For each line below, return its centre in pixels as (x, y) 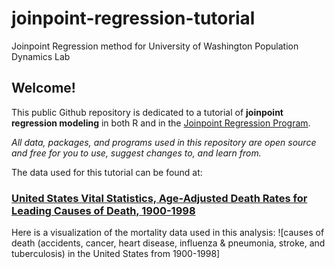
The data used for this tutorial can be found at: (107, 172)
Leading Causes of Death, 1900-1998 (103, 210)
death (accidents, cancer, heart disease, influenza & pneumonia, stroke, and (168, 243)
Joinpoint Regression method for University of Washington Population (155, 46)
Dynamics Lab (41, 56)
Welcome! (43, 88)
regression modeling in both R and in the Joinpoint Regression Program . (161, 123)
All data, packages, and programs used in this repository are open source (164, 142)
